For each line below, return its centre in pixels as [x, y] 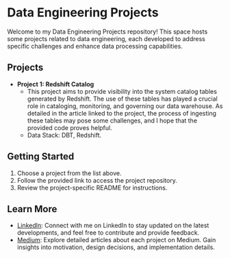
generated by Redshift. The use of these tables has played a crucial [122, 99]
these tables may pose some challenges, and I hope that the [112, 120]
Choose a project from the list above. [69, 173]
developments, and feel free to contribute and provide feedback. [108, 233]
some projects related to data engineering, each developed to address [106, 38]
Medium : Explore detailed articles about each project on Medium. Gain [116, 240]
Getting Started [41, 156]
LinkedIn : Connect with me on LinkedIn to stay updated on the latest [113, 225]
